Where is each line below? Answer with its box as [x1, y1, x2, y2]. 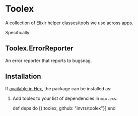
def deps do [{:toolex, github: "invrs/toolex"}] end [12, 105, 116, 111]
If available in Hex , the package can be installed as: [5, 85, 112, 91]
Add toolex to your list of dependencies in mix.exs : [12, 95, 118, 101]
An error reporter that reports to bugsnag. [5, 57, 92, 64]
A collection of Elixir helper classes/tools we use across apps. [5, 20, 133, 26]
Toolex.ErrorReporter [5, 44, 74, 53]
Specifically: [5, 29, 31, 35]
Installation [5, 72, 41, 81]
